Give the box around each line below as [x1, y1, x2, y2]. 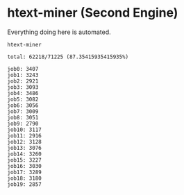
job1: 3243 [7, 71, 39, 78]
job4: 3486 [7, 90, 39, 96]
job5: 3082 [7, 96, 39, 103]
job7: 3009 [7, 108, 39, 115]
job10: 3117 [7, 126, 42, 133]
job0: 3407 [7, 65, 39, 72]
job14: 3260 [7, 151, 42, 158]
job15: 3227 [7, 156, 42, 164]
